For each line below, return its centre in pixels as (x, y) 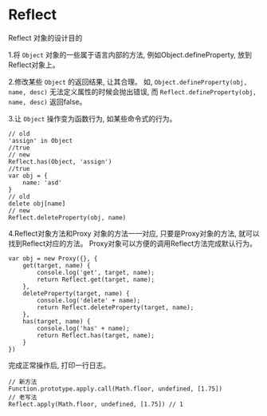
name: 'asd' (42, 182)
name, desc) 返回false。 (47, 101)
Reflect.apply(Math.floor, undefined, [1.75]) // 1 (96, 404)
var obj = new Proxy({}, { (53, 258)
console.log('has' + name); (83, 328)
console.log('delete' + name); (89, 300)
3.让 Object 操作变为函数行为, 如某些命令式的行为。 (92, 118)
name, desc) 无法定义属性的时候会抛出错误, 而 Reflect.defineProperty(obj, (132, 91)
